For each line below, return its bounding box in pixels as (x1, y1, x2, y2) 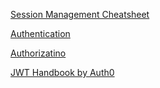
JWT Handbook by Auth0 (10, 67, 115, 78)
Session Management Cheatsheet (10, 9, 150, 20)
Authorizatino (10, 47, 67, 59)
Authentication (10, 28, 71, 39)
